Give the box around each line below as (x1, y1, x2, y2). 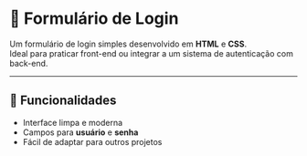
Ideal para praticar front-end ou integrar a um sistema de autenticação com (9, 47, 294, 58)
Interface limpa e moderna (22, 117, 123, 128)
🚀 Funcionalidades (9, 93, 117, 109)
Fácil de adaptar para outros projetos (22, 136, 163, 147)
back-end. (9, 57, 48, 68)
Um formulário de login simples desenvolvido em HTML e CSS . (9, 38, 248, 49)
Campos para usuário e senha (22, 127, 139, 138)
